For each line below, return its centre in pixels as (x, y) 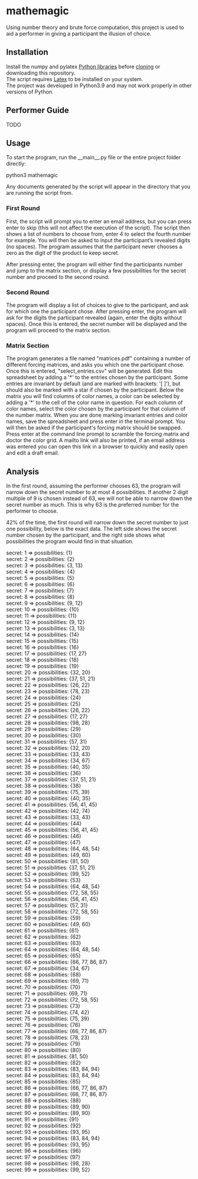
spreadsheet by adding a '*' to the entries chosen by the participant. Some (97, 377)
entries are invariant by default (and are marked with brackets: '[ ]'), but (93, 384)
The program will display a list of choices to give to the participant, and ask (98, 305)
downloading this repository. (41, 73)
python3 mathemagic (32, 175)
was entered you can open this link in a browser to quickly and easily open (97, 447)
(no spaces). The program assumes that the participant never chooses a (94, 246)
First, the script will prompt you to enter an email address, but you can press (99, 221)
